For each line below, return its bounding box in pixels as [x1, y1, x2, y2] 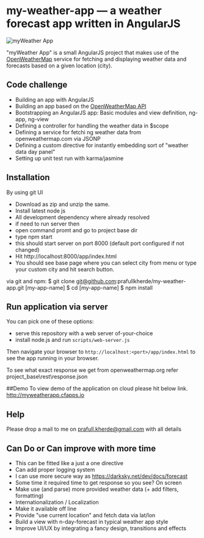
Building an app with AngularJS [15, 96, 94, 103]
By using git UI [6, 188, 43, 196]
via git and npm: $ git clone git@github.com [6, 277, 117, 285]
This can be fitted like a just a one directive [15, 460, 124, 466]
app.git [6, 284, 24, 291]
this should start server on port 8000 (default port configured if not [15, 240, 184, 247]
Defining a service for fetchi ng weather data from [15, 128, 142, 135]
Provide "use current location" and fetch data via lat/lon [15, 512, 156, 518]
